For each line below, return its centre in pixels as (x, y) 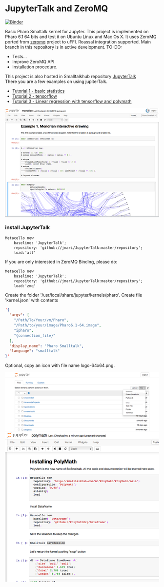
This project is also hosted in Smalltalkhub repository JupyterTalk (71, 76)
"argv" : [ (19, 315)
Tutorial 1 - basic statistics (38, 91)
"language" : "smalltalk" (35, 351)
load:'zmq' (25, 286)
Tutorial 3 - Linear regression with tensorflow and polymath (72, 101)
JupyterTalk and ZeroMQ (57, 9)
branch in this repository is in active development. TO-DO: (63, 47)
